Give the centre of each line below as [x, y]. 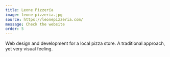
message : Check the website [35, 24]
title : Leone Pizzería [29, 10]
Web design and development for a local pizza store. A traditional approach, [85, 43]
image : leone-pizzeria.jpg [34, 15]
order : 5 [15, 29]
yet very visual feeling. [29, 49]
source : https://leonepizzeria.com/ [44, 19]
